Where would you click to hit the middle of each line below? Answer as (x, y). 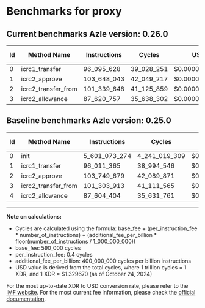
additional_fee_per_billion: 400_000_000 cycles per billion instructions (103, 261)
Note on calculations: (34, 216)
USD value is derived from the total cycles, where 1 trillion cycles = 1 (101, 267)
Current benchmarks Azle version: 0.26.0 (87, 34)
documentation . (26, 299)
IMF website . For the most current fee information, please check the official (101, 292)
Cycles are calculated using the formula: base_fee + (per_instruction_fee (106, 228)
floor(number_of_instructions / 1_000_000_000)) (75, 241)
